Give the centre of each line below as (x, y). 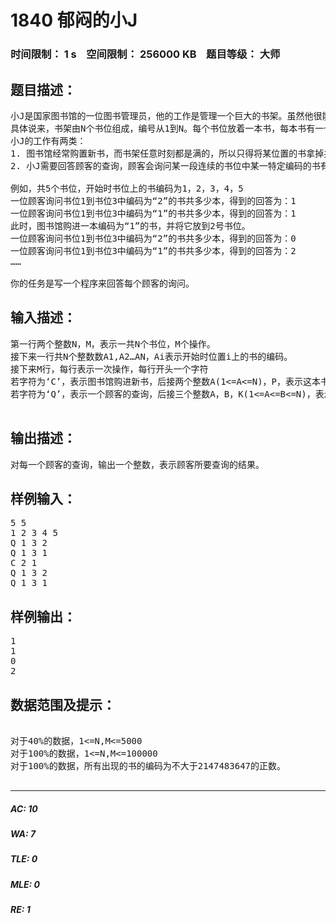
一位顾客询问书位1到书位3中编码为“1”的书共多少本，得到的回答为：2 (153, 250)
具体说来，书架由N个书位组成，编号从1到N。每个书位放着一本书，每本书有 (163, 128)
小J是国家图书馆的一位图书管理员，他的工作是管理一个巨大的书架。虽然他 (162, 115)
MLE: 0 (25, 884)
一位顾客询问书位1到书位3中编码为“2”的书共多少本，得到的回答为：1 (153, 200)
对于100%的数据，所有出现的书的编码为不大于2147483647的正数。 (148, 765)
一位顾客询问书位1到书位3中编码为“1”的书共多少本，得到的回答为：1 (153, 213)
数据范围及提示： (63, 704)
